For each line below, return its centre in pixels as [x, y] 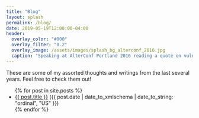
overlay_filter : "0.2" [39, 45]
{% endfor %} [32, 109]
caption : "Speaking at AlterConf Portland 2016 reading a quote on [97, 56]
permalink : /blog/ [29, 23]
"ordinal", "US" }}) [37, 103]
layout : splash [25, 17]
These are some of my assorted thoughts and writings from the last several [98, 72]
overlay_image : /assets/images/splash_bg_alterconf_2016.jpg [89, 50]
